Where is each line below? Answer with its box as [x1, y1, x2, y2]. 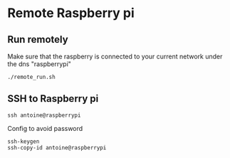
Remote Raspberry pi [7, 5, 135, 21]
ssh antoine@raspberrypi [7, 112, 81, 119]
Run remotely [7, 33, 69, 46]
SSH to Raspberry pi [7, 93, 99, 105]
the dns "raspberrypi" [7, 60, 71, 68]
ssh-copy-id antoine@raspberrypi [7, 144, 107, 151]
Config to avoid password [7, 124, 83, 132]
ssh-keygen [7, 137, 40, 145]
